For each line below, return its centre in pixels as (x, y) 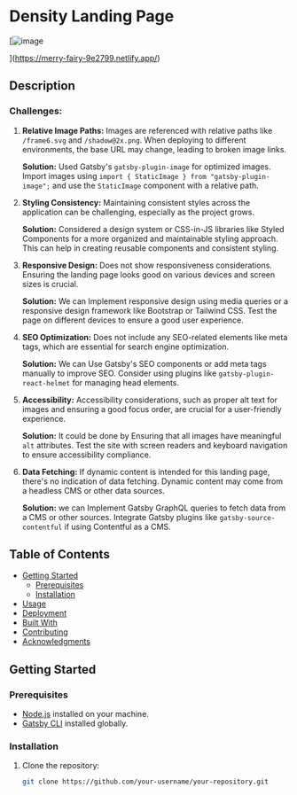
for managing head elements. (126, 382)
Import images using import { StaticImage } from (114, 175)
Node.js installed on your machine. (85, 714)
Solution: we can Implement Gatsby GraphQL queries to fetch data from (154, 508)
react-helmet (46, 383)
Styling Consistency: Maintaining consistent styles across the (136, 202)
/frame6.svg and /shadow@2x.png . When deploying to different (134, 140)
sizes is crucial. (50, 284)
